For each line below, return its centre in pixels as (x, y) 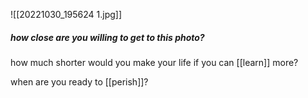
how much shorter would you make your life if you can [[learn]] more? (154, 62)
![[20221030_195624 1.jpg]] (66, 14)
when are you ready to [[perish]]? (79, 81)
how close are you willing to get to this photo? (107, 37)
